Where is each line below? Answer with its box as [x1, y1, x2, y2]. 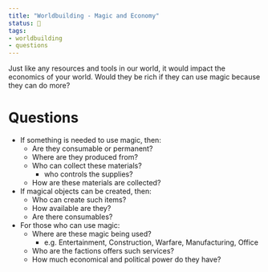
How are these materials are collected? [31, 178, 161, 188]
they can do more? [8, 81, 71, 91]
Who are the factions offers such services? [31, 246, 175, 256]
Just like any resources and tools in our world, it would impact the [8, 63, 226, 73]
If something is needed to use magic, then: [19, 136, 162, 145]
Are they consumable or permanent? [31, 144, 153, 153]
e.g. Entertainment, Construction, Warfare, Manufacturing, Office [43, 237, 259, 247]
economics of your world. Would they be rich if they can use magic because [8, 72, 261, 82]
